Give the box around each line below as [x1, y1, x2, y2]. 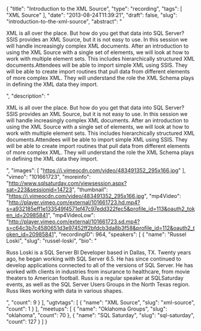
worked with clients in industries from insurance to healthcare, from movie [6, 268, 190, 275]
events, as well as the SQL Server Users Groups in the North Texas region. [6, 281, 190, 288]
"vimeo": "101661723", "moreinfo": [6, 173, 91, 180]
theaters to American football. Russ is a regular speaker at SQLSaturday [6, 274, 184, 282]
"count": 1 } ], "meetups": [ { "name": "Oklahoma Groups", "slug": [6, 305, 167, 312]
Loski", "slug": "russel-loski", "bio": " [6, 237, 97, 244]
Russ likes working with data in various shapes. [6, 287, 123, 294]
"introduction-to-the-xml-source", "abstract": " [6, 18, 122, 25]
